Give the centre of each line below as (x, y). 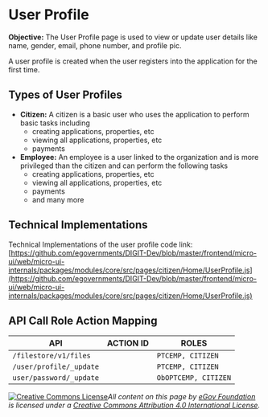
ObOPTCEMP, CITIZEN (194, 378)
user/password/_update (56, 378)
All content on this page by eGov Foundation (181, 397)
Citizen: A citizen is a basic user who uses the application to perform (134, 114)
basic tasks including (55, 123)
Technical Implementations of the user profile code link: (101, 244)
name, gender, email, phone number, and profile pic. (95, 45)
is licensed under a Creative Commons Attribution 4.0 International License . (134, 405)
